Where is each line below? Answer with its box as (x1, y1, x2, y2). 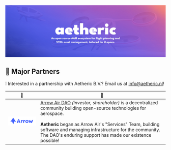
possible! (40, 137, 60, 143)
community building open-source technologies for (40, 105, 147, 111)
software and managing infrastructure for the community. (40, 127, 160, 133)
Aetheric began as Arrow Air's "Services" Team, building (40, 121, 160, 127)
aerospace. (40, 110, 64, 116)
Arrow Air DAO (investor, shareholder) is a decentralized (40, 99, 158, 106)
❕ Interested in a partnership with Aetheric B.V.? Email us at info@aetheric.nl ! (5, 81, 164, 87)
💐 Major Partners (5, 67, 60, 76)
